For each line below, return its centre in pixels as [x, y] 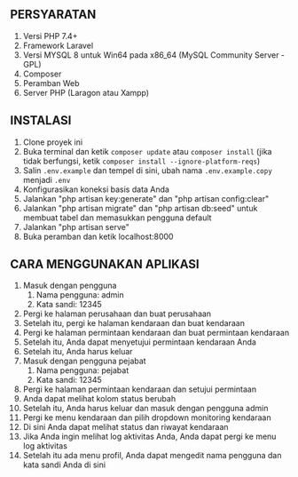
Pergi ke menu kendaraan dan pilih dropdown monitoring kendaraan [147, 417]
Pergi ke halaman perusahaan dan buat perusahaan [117, 314]
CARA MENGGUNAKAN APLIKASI [105, 264]
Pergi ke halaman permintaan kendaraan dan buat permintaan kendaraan [156, 333]
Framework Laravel [58, 45]
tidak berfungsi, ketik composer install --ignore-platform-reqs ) [141, 161]
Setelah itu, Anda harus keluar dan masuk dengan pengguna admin [145, 409]
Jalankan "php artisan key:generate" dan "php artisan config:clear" [146, 198]
